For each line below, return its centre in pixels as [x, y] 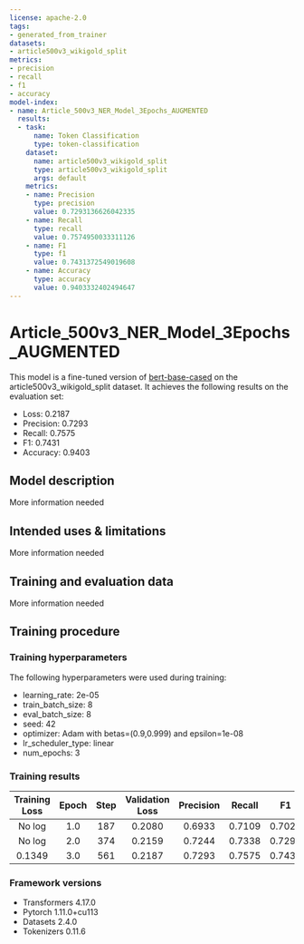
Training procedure [65, 632]
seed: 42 [39, 724]
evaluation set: [37, 396]
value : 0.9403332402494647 [84, 287]
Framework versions [56, 882]
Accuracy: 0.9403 [56, 452]
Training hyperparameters [68, 657]
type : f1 [50, 254]
